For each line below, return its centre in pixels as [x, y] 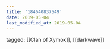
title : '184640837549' [34, 12]
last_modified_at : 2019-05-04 [44, 23]
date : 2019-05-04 [28, 17]
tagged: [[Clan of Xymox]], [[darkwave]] [55, 40]
